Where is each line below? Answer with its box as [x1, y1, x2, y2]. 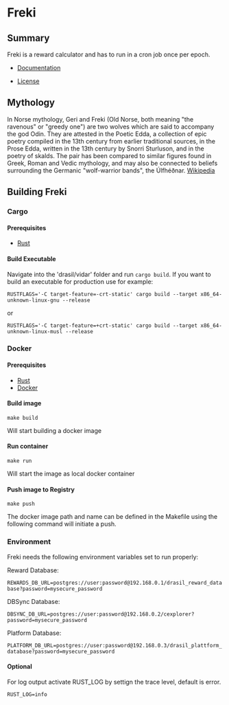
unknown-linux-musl [7, 328, 63, 335]
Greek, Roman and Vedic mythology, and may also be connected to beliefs [7, 159, 218, 167]
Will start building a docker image [7, 426, 101, 434]
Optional [7, 662, 32, 671]
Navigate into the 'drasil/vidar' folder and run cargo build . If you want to [7, 270, 211, 278]
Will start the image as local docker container [7, 469, 135, 478]
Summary [7, 32, 50, 44]
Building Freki [7, 186, 67, 198]
